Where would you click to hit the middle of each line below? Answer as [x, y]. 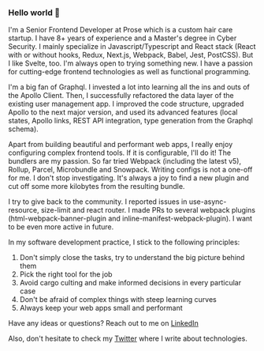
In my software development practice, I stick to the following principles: [124, 242]
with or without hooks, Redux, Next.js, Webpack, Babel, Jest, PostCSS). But [131, 55]
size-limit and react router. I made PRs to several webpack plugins [148, 210]
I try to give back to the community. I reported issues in [98, 202]
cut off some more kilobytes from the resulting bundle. [97, 187]
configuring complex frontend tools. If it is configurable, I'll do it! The [119, 153]
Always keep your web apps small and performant [101, 308]
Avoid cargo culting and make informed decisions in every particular [130, 283]
